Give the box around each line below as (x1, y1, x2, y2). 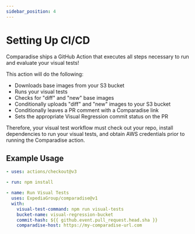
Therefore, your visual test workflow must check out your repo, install (6, 124, 173, 131)
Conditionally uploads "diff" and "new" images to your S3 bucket (14, 100, 171, 107)
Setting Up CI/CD (6, 33, 90, 47)
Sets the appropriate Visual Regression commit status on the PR (14, 113, 168, 120)
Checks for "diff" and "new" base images (14, 94, 114, 101)
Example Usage (6, 153, 64, 163)
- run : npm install (6, 179, 54, 186)
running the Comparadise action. (6, 137, 85, 144)
